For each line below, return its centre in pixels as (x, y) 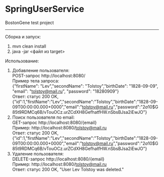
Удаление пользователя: (38, 153)
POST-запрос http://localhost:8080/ (49, 76)
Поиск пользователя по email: (43, 117)
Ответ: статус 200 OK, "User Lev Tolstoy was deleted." (68, 169)
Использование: (22, 61)
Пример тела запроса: (36, 81)
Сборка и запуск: (23, 37)
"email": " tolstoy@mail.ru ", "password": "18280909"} (65, 91)
